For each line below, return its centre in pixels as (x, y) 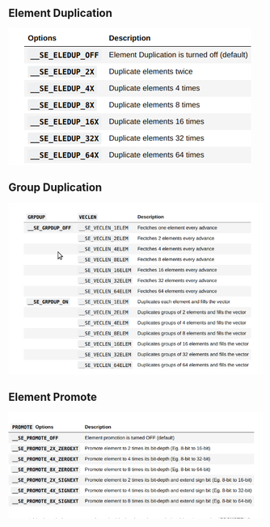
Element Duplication (61, 13)
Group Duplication (55, 188)
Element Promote (53, 397)
